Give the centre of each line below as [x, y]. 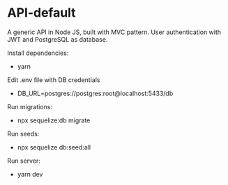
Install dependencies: [38, 53]
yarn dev [30, 174]
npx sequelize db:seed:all [54, 147]
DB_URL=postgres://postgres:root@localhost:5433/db [95, 93]
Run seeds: [23, 134]
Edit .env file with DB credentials [54, 80]
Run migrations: [30, 106]
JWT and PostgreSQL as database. [58, 39]
